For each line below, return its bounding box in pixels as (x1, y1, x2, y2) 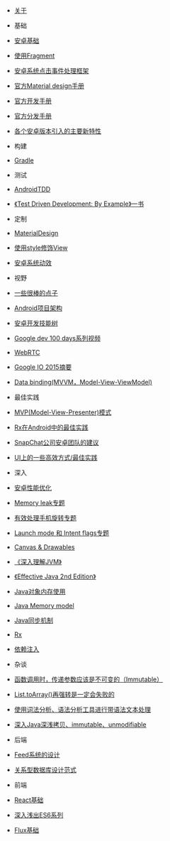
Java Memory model (13, 602, 74, 610)
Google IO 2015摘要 (13, 363, 72, 371)
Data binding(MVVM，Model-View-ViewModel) (13, 378, 152, 386)
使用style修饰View (13, 243, 68, 252)
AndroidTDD (13, 185, 51, 193)
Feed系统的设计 (13, 751, 60, 759)
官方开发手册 (13, 97, 52, 105)
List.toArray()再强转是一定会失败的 (13, 691, 115, 698)
